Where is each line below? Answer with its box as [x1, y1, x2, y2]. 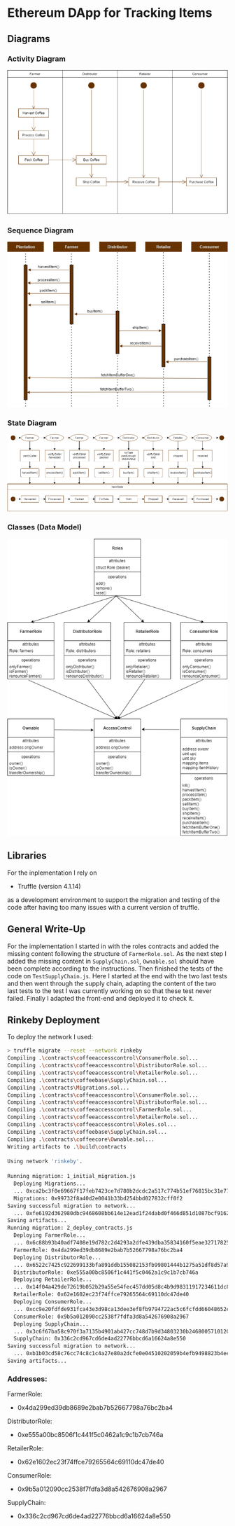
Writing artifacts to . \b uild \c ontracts [7, 1143, 127, 1150]
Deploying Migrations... [13, 1180, 86, 1188]
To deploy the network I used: [7, 1033, 93, 1041]
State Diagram [7, 418, 57, 428]
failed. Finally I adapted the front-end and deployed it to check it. [7, 994, 194, 1002]
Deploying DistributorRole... [13, 1254, 101, 1261]
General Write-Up [7, 923, 86, 936]
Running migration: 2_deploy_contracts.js [7, 1224, 133, 1232]
